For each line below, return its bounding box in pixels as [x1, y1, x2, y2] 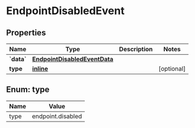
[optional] [158, 65, 186, 73]
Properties [6, 28, 46, 38]
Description [119, 45, 153, 53]
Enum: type [6, 84, 50, 95]
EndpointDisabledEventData [32, 55, 114, 63]
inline [32, 65, 49, 73]
